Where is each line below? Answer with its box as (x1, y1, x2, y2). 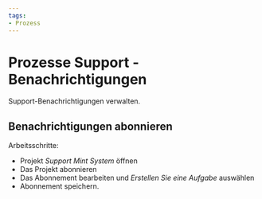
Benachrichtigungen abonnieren (8, 119, 173, 133)
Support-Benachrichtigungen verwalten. (8, 96, 141, 106)
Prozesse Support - (8, 53, 139, 72)
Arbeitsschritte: (8, 141, 59, 150)
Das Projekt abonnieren (19, 165, 97, 174)
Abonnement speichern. (19, 181, 100, 191)
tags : (8, 11, 26, 20)
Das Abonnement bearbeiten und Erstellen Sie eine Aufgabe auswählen (19, 173, 255, 183)
